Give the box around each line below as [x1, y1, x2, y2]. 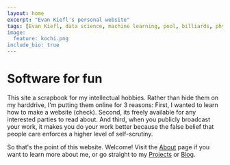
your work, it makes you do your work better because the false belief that [7, 122, 214, 130]
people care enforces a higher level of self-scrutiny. [7, 130, 153, 138]
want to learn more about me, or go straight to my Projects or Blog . [7, 150, 196, 158]
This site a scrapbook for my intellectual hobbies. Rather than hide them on [7, 93, 219, 102]
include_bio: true [7, 42, 60, 48]
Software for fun [7, 71, 103, 87]
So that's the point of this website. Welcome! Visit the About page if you [7, 142, 210, 151]
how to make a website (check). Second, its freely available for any [7, 108, 196, 116]
